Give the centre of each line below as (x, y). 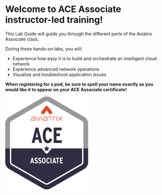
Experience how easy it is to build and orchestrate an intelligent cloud (85, 58)
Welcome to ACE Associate (63, 9)
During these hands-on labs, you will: (44, 49)
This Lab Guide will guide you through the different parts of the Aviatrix (79, 34)
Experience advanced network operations (56, 69)
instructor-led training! (54, 20)
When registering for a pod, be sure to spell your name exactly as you (79, 84)
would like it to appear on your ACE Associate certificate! (66, 89)
